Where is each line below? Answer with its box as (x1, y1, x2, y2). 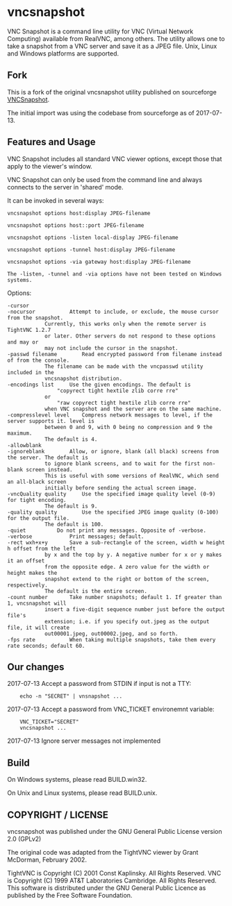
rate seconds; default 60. (7, 642, 85, 649)
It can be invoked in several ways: (7, 196, 104, 205)
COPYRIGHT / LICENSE (7, 809, 109, 821)
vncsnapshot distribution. (44, 375, 123, 382)
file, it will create (7, 624, 70, 631)
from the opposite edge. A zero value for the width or (44, 563, 210, 570)
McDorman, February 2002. (7, 855, 87, 864)
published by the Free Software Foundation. (7, 891, 133, 899)
